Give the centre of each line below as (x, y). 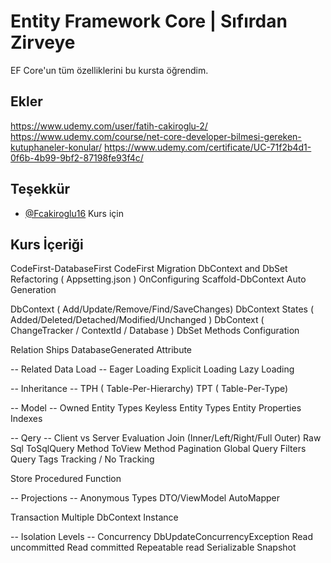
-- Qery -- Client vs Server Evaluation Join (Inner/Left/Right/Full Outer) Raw (166, 438)
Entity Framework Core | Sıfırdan (149, 21)
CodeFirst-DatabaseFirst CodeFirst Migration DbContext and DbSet (149, 269)
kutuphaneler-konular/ (56, 147)
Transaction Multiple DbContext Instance (94, 517)
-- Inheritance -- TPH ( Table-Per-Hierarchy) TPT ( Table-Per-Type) (149, 389)
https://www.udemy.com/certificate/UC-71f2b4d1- (208, 147)
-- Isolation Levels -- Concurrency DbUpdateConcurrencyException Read (162, 537)
